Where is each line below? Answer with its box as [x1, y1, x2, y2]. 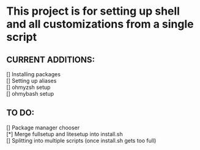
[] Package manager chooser [6, 124, 80, 131]
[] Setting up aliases [6, 77, 57, 84]
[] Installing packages [6, 71, 61, 77]
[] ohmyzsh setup [6, 84, 51, 91]
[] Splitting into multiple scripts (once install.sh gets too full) [6, 137, 157, 144]
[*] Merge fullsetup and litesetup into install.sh [6, 130, 124, 138]
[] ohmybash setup [6, 90, 54, 97]
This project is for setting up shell [6, 4, 180, 18]
